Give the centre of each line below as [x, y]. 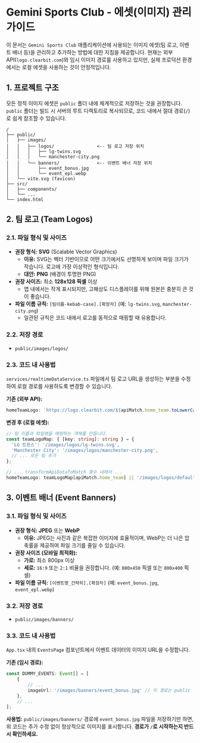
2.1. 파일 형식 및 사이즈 [37, 238]
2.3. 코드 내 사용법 [31, 364]
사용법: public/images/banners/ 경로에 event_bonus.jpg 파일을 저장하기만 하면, [100, 719]
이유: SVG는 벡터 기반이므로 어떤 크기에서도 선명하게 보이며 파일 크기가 [106, 259]
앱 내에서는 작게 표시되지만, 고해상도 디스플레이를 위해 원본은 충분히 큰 [105, 289]
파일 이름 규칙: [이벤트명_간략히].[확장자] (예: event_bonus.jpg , [87, 583]
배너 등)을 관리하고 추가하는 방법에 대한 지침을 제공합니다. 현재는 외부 [93, 52]
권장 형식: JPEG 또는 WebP [47, 530]
